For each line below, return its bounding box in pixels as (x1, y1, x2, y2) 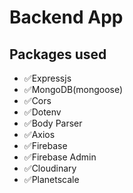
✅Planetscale (23, 174, 80, 185)
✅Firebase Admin (23, 151, 97, 163)
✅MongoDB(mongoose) (23, 84, 124, 95)
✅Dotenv (23, 106, 62, 118)
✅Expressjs (23, 72, 72, 84)
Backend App (9, 6, 124, 29)
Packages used (9, 46, 107, 63)
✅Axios (23, 129, 56, 140)
